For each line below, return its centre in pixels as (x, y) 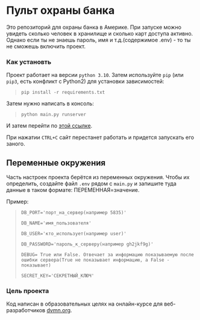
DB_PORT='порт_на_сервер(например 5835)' (73, 213)
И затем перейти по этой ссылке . (49, 126)
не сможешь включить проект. (46, 46)
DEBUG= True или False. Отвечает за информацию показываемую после (107, 255)
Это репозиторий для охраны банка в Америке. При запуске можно (94, 27)
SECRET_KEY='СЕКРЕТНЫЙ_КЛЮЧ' (58, 276)
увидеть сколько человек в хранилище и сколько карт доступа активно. (100, 33)
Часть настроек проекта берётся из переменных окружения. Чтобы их (98, 177)
